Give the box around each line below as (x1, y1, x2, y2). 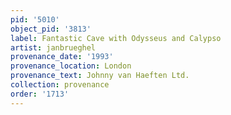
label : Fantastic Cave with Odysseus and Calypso (10, 33, 222, 43)
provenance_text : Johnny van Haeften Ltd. (10, 71, 190, 81)
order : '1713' (10, 89, 70, 99)
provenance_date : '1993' (10, 52, 114, 62)
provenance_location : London (10, 61, 132, 71)
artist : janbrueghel (10, 42, 97, 53)
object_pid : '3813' (10, 24, 92, 34)
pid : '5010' (10, 14, 60, 25)
